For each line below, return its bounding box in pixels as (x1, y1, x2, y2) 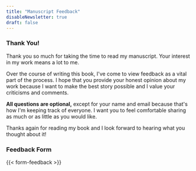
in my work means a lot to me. (6, 58, 80, 65)
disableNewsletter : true (6, 14, 67, 20)
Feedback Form (6, 145, 52, 153)
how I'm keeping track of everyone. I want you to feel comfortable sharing (6, 107, 187, 114)
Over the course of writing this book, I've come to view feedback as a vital (6, 70, 187, 77)
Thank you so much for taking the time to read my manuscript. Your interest (6, 52, 190, 60)
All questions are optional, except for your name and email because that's (6, 100, 188, 107)
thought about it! (6, 130, 47, 137)
